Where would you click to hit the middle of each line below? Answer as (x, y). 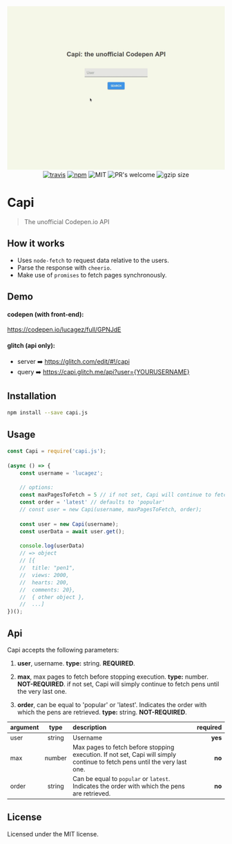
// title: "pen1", (48, 568)
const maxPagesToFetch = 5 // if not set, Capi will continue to (116, 495)
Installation (32, 396)
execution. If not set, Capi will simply (124, 754)
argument (25, 727)
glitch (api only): (31, 345)
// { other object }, (52, 597)
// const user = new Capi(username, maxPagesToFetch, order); (111, 510)
